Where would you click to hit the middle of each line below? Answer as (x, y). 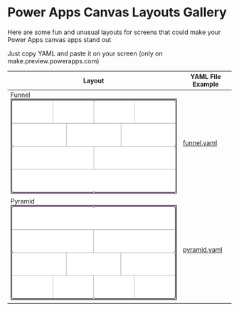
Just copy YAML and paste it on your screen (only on (85, 53)
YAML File (206, 77)
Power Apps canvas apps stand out (59, 39)
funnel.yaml (200, 143)
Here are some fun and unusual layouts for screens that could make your (114, 32)
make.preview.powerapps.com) (53, 60)
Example (206, 84)
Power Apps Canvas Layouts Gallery (117, 12)
